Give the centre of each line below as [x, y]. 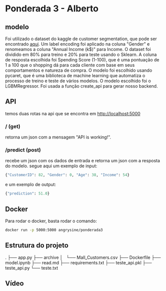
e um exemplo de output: [30, 185]
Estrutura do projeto [37, 245]
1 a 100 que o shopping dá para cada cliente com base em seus [70, 65]
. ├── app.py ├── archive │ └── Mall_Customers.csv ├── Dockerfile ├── [83, 257]
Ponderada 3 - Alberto [52, 9]
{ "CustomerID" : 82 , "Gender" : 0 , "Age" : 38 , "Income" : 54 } [67, 175]
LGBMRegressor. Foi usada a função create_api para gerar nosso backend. [82, 86]
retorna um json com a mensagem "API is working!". [58, 137]
